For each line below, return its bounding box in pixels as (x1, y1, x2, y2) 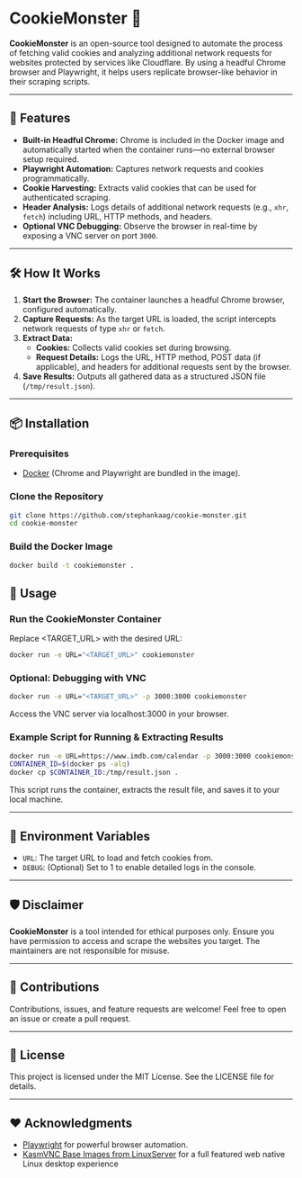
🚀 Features (9, 111, 71, 126)
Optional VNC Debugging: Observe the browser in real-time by (22, 220, 258, 231)
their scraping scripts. (9, 76, 91, 86)
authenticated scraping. (22, 192, 111, 202)
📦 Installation (9, 416, 90, 431)
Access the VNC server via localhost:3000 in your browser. (9, 708, 229, 719)
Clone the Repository (9, 490, 104, 503)
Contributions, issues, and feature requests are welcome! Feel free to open (9, 1003, 287, 1014)
